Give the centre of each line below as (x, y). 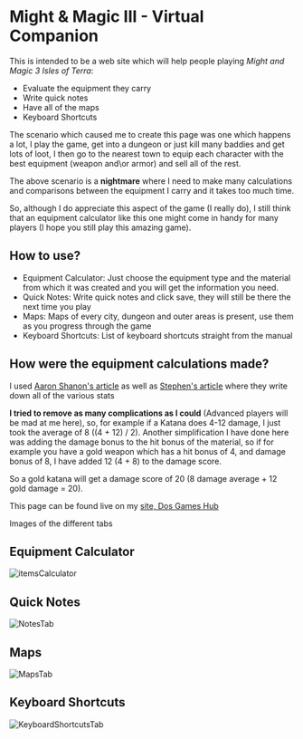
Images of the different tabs (61, 523)
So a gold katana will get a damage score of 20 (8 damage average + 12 (143, 478)
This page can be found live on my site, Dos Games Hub (114, 505)
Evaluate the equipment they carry (87, 88)
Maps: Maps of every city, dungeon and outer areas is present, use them (158, 316)
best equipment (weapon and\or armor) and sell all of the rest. (125, 163)
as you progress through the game (87, 326)
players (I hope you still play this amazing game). (100, 227)
